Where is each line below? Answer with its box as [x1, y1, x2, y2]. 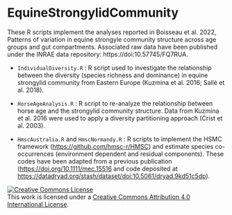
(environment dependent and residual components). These [55, 150, 224, 158]
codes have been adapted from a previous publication [17, 157, 172, 165]
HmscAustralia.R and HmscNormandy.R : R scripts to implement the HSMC [17, 134, 222, 143]
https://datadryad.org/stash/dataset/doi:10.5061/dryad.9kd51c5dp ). [17, 172, 210, 180]
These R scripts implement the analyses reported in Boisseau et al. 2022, [7, 28, 217, 36]
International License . [7, 200, 69, 208]
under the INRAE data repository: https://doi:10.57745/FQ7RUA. [7, 50, 189, 58]
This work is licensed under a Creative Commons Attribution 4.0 [7, 193, 191, 201]
